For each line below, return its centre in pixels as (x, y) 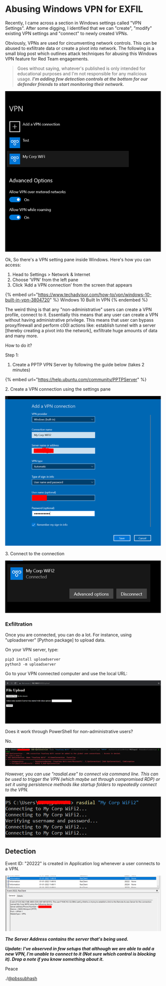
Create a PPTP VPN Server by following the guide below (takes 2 (78, 364)
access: (13, 265)
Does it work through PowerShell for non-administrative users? (69, 732)
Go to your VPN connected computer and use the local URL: (66, 673)
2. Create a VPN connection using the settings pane (58, 389)
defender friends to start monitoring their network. (71, 84)
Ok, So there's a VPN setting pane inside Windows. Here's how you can (78, 259)
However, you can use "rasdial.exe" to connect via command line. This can (82, 774)
